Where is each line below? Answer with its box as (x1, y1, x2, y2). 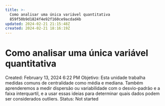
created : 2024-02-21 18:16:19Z (5, 26, 70, 31)
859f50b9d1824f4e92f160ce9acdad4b (9, 16, 81, 21)
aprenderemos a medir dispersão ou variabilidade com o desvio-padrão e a (5, 85, 161, 91)
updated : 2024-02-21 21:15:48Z (5, 21, 70, 26)
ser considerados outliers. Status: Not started (5, 96, 99, 102)
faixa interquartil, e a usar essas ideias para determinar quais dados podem (5, 90, 160, 96)
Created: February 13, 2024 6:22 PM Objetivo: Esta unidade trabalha (5, 74, 146, 80)
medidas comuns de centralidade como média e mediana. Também (5, 80, 144, 86)
